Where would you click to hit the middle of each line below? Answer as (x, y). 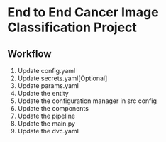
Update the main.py (46, 124)
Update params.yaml (48, 86)
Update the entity (43, 93)
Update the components (53, 108)
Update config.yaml (46, 71)
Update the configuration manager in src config (87, 101)
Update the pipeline (46, 116)
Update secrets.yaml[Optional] (62, 78)
